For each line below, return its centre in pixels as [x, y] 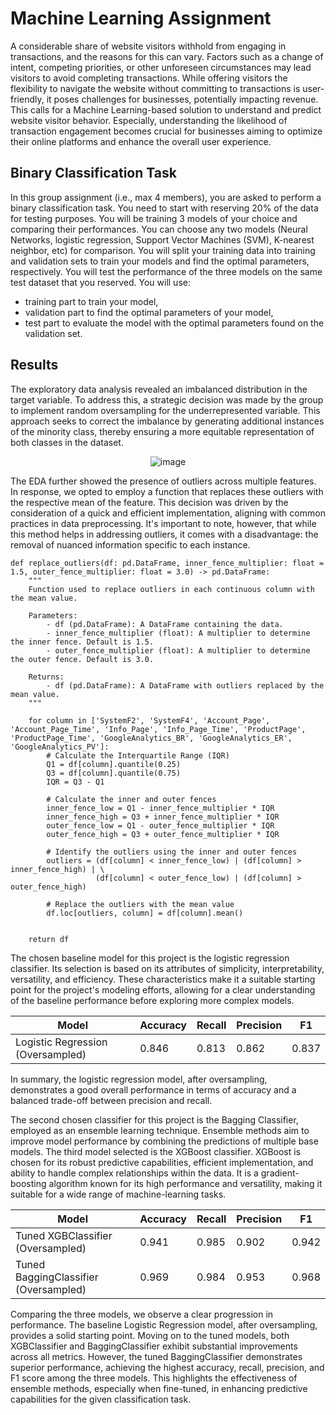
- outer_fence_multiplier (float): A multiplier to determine [178, 650]
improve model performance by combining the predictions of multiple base [164, 1141]
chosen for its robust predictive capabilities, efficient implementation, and [162, 1162]
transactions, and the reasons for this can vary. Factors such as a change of [167, 56]
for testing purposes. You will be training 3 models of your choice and [154, 218]
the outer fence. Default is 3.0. [82, 659]
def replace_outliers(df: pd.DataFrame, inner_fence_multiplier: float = [167, 563]
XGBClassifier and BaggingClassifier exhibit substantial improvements [154, 1346]
